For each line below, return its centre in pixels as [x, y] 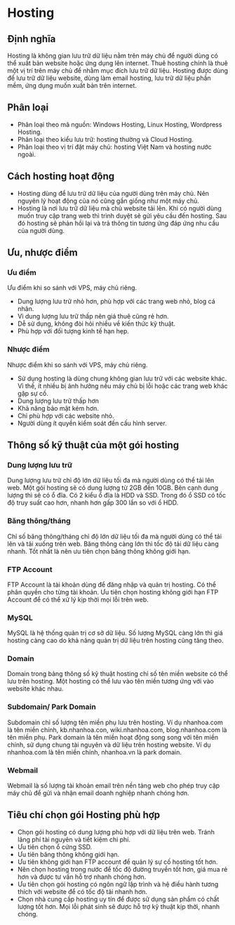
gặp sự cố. [33, 393]
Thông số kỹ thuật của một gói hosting [93, 445]
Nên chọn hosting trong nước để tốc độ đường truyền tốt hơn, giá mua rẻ [122, 869]
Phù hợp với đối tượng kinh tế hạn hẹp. [73, 331]
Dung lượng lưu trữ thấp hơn [58, 401]
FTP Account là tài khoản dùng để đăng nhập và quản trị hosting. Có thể [112, 585]
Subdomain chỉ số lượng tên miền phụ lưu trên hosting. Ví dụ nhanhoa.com [115, 722]
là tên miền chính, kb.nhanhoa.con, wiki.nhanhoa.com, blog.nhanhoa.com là [117, 730]
